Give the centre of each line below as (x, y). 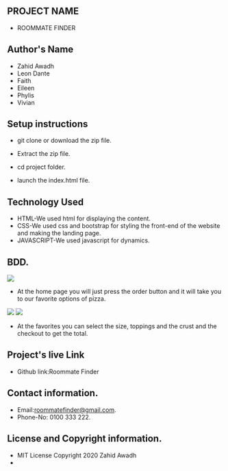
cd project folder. (41, 167)
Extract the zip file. (43, 154)
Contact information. (53, 393)
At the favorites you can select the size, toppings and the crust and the (117, 326)
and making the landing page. (59, 233)
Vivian (26, 102)
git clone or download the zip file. (64, 141)
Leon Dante (33, 73)
